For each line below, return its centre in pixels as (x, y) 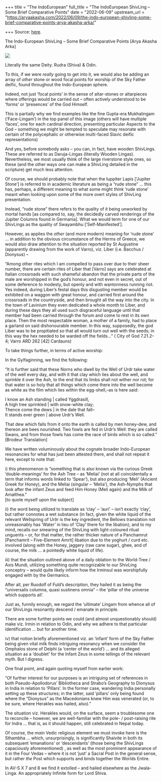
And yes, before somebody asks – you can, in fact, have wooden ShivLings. (80, 149)
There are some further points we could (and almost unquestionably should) (81, 619)
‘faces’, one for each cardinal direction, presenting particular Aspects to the (80, 124)
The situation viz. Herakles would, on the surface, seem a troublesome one (80, 713)
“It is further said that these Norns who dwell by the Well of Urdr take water (80, 369)
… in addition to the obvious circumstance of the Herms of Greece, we (75, 239)
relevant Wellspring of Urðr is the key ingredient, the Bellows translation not (80, 519)
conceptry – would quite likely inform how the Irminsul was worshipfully (76, 570)
